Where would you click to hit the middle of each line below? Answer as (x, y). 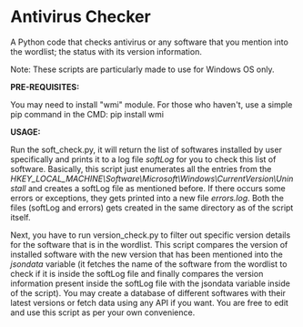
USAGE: (25, 132)
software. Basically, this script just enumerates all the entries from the (141, 169)
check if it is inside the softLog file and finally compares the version (137, 273)
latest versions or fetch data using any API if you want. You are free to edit (150, 302)
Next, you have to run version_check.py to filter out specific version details (151, 235)
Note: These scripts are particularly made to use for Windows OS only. (143, 69)
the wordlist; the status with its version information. (106, 51)
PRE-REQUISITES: (45, 87)
